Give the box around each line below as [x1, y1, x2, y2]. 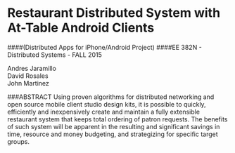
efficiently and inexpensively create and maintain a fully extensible [7, 107, 201, 116]
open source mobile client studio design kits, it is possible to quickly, [7, 100, 206, 108]
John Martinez [7, 79, 49, 87]
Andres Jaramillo [7, 64, 56, 72]
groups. [7, 137, 30, 145]
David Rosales [7, 72, 49, 80]
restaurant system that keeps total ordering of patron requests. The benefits [7, 114, 228, 124]
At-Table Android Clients [7, 20, 155, 36]
